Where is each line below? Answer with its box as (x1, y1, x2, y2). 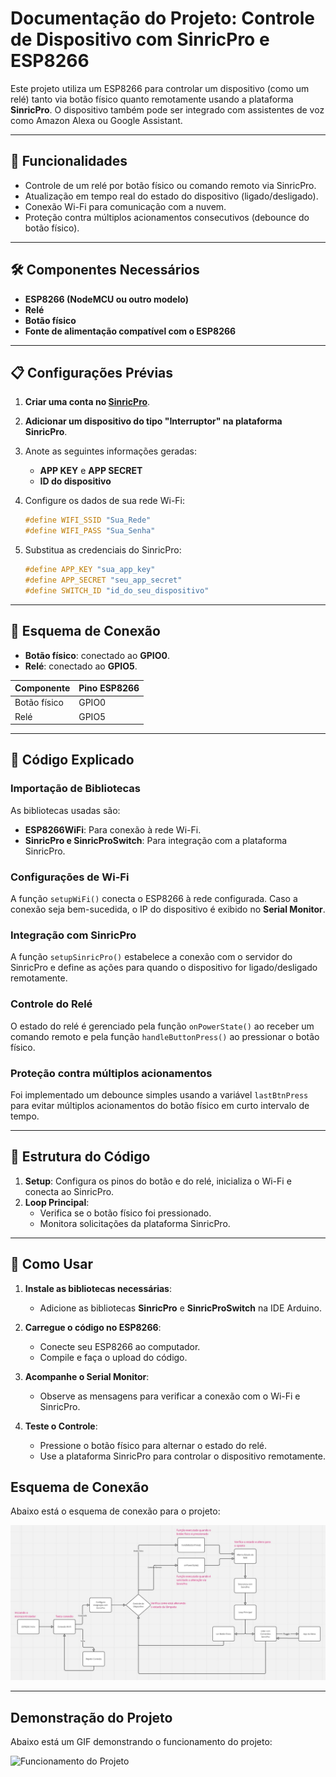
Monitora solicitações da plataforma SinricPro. (39, 1217, 231, 1229)
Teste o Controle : (24, 1420, 98, 1432)
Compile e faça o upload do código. (39, 1351, 188, 1363)
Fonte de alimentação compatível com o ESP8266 (24, 325, 237, 337)
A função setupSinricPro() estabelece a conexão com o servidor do (10, 951, 293, 963)
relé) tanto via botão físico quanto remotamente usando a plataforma (10, 93, 294, 105)
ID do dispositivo (39, 475, 112, 487)
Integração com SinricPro (10, 928, 137, 942)
